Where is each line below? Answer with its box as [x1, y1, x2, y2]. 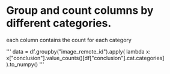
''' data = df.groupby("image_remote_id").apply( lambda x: [6, 48, 151, 55]
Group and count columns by [6, 4, 154, 17]
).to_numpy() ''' [6, 61, 44, 68]
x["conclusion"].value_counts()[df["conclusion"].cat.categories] [6, 54, 165, 61]
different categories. [6, 16, 112, 30]
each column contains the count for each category [6, 36, 132, 43]
